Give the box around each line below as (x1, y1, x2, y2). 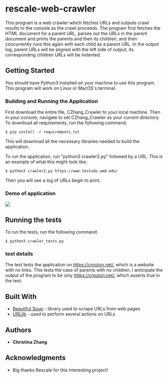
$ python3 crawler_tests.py (5, 239, 64, 244)
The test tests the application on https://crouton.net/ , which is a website (5, 262, 154, 268)
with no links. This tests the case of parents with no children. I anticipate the (5, 267, 163, 273)
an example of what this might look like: (5, 159, 88, 165)
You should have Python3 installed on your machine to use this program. (5, 80, 156, 86)
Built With (5, 292, 37, 301)
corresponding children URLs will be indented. (5, 51, 102, 58)
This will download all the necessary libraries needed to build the (5, 138, 140, 144)
